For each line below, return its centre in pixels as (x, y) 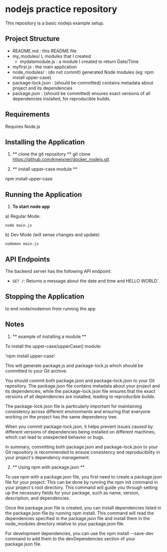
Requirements (27, 114)
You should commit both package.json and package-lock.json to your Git (80, 380)
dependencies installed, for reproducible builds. (61, 98)
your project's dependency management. (48, 457)
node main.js (19, 225)
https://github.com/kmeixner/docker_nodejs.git (61, 159)
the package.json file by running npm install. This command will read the (80, 513)
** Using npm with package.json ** (48, 467)
